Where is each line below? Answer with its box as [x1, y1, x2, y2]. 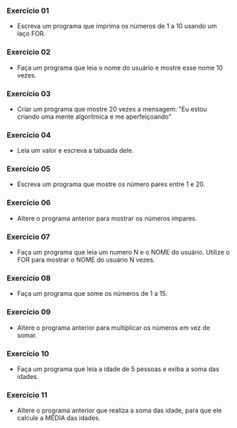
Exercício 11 [6, 390, 48, 400]
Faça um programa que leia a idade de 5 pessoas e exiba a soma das [16, 365, 219, 373]
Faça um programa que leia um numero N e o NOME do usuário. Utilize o [16, 248, 230, 257]
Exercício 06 [6, 198, 51, 208]
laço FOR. [16, 29, 46, 38]
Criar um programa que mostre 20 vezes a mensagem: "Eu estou [16, 105, 207, 113]
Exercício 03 [6, 88, 51, 98]
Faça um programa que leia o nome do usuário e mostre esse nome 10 [16, 63, 224, 72]
